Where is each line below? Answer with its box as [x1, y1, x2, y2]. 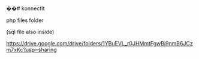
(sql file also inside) [6, 29, 55, 35]
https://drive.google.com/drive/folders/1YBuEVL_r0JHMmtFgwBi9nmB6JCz [6, 40, 193, 46]
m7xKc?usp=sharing [6, 46, 57, 53]
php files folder [6, 17, 44, 24]
